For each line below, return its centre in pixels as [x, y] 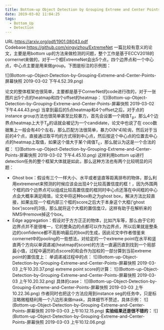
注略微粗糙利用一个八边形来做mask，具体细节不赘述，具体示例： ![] [80, 299]
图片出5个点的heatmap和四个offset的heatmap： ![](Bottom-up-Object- [76, 97]
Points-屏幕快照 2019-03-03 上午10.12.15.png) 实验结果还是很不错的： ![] [85, 311]
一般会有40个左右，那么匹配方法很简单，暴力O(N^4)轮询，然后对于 [85, 130]
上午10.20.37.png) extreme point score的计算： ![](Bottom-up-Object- [89, 269]
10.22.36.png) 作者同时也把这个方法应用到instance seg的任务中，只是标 [84, 293]
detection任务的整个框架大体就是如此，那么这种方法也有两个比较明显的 [76, 161]
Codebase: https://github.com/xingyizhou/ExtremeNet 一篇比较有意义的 [77, 47]
